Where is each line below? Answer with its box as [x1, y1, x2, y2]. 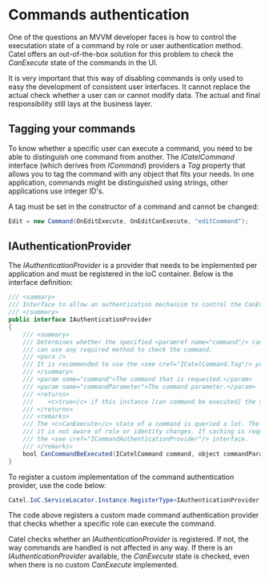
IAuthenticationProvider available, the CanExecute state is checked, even [8, 551, 250, 561]
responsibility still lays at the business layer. [8, 99, 153, 108]
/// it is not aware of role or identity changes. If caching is [22, 428, 246, 436]
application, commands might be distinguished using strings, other [8, 177, 228, 187]
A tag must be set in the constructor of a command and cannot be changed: [8, 201, 259, 211]
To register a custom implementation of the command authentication [8, 472, 235, 482]
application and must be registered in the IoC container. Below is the [8, 269, 234, 278]
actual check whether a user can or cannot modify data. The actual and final [8, 90, 260, 100]
